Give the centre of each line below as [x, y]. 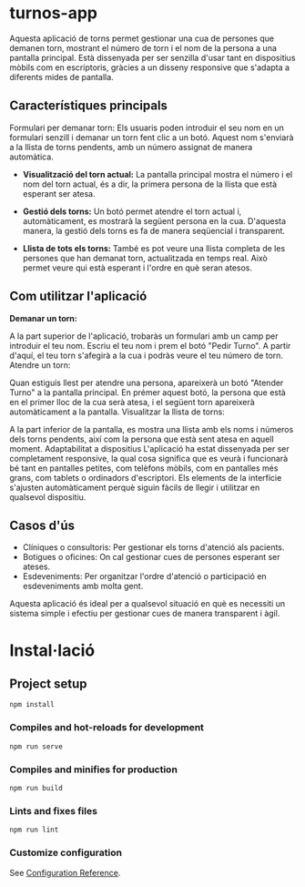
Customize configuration [66, 852]
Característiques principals [89, 106]
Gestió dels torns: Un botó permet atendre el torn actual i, [132, 211]
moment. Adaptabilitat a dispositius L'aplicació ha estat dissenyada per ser [149, 448]
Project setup [49, 683]
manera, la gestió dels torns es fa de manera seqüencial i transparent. [153, 230]
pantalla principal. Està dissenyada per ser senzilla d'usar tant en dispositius [152, 57]
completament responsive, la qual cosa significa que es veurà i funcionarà [149, 458]
